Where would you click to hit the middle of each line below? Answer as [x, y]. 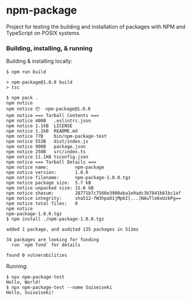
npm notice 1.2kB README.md [42, 131]
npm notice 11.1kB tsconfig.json [47, 157]
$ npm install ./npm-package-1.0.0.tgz [55, 219]
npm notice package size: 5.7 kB [49, 183]
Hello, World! [24, 282]
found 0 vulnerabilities [37, 255]
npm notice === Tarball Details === [51, 162]
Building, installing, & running [49, 48]
